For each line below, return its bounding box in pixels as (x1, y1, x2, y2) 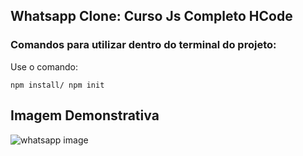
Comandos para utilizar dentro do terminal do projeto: (10, 38, 277, 52)
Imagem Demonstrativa (10, 107, 160, 124)
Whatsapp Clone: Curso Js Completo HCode (10, 8, 293, 25)
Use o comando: (10, 60, 79, 73)
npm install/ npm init (10, 80, 105, 90)
